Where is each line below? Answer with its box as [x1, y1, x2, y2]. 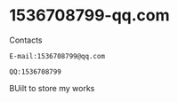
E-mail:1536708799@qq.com [9, 51, 105, 60]
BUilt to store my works [9, 82, 95, 93]
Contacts [9, 35, 43, 45]
